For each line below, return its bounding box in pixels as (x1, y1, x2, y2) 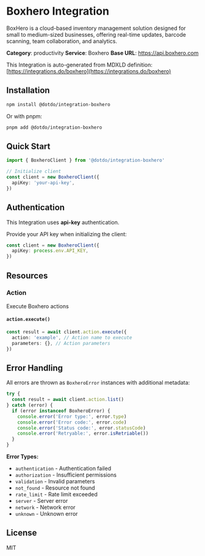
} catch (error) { (6, 402, 53, 408)
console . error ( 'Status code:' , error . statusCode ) (17, 425, 146, 431)
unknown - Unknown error (15, 510, 78, 518)
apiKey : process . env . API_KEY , (12, 248, 88, 254)
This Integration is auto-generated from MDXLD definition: (6, 61, 153, 68)
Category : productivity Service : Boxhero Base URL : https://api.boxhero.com (6, 49, 199, 56)
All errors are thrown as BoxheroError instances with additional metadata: (6, 379, 190, 386)
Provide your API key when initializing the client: (6, 230, 127, 237)
